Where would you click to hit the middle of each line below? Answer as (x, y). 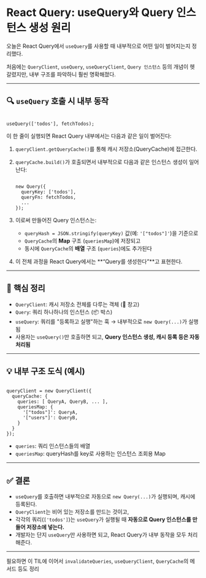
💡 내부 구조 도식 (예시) (46, 371)
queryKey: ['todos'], (49, 192)
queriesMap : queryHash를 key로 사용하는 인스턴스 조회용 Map (90, 454)
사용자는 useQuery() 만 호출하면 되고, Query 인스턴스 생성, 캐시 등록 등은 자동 (107, 337)
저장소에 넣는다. (46, 527)
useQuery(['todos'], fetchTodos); (51, 124)
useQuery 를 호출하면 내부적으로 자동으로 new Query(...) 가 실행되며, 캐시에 (105, 497)
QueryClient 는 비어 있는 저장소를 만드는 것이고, (72, 512)
